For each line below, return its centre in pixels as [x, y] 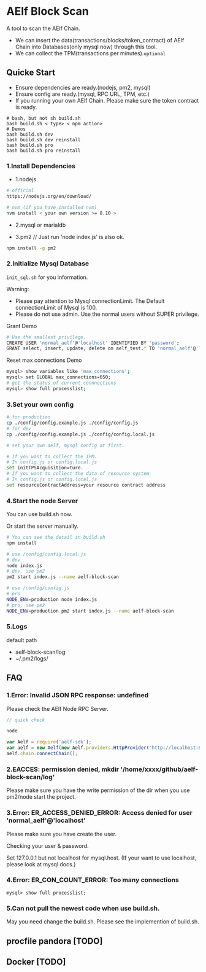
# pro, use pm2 [26, 605]
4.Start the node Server [42, 501]
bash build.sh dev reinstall [44, 139]
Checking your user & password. [48, 845]
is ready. [26, 107]
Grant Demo [22, 326]
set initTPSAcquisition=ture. [45, 468]
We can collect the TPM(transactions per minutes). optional [90, 53]
